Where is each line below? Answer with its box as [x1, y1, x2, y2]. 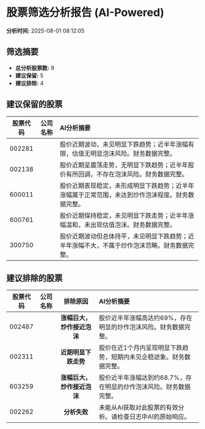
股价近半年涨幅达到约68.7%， [98, 373, 186, 382]
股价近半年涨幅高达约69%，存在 [98, 314, 193, 322]
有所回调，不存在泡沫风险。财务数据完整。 [66, 170, 189, 178]
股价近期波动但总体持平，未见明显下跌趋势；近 [60, 232, 195, 240]
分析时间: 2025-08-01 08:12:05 [6, 27, 85, 34]
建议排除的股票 [6, 273, 63, 283]
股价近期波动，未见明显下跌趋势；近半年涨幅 [60, 140, 189, 148]
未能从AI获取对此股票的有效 [98, 403, 179, 412]
